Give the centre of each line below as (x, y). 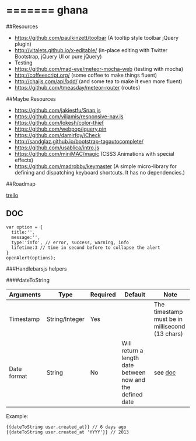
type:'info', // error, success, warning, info (70, 242)
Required (103, 295)
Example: (17, 416)
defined (132, 394)
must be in (168, 319)
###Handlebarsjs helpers (36, 269)
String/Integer (65, 319)
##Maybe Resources (31, 99)
